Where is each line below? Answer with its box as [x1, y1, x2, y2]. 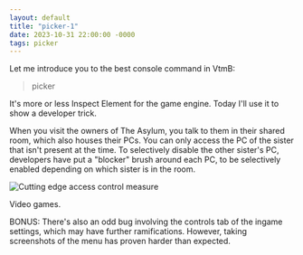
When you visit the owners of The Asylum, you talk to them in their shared [9, 126, 285, 137]
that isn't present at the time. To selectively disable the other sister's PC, [9, 145, 279, 156]
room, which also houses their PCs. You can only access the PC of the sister [9, 135, 294, 146]
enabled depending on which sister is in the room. [9, 164, 196, 175]
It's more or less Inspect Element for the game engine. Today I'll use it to [9, 99, 279, 109]
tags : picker [9, 38, 59, 48]
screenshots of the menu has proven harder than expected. [9, 236, 231, 247]
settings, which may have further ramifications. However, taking [9, 226, 247, 237]
